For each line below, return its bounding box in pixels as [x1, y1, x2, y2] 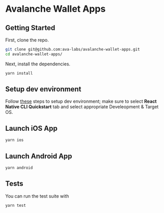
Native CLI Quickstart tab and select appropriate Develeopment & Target [5, 104, 159, 110]
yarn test [5, 203, 26, 208]
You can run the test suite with [5, 193, 69, 199]
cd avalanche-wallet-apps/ [5, 52, 63, 57]
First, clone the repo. [5, 37, 49, 43]
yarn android [5, 165, 33, 170]
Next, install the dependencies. [5, 61, 70, 67]
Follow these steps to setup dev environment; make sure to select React [5, 98, 157, 105]
